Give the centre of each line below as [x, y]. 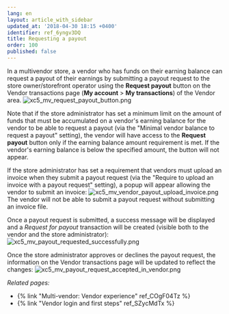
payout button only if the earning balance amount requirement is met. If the [113, 142]
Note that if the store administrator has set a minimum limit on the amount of [114, 113]
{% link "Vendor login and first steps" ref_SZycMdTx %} [96, 303]
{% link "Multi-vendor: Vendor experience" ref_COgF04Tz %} [104, 296]
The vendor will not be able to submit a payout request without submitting [111, 199]
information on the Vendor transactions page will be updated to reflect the [111, 262]
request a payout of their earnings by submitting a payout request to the [108, 78]
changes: [20, 269]
